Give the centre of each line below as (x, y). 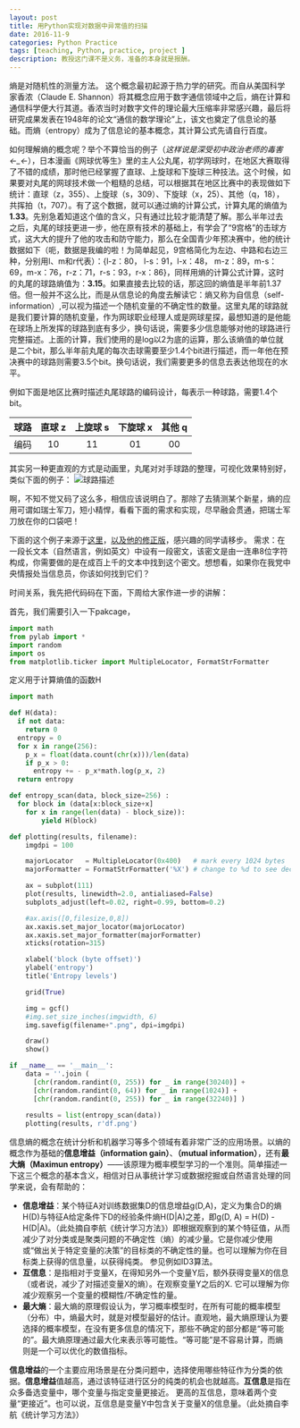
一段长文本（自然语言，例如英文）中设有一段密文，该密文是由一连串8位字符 (149, 551)
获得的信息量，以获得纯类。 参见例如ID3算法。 (132, 1262)
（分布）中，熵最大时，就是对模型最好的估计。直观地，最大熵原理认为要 (155, 1318)
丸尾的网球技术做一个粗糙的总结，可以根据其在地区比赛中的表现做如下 (162, 183)
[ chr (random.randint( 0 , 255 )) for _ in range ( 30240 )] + (139, 1082)
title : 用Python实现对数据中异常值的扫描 (79, 26)
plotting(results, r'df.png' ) (82, 1124)
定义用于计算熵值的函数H (55, 680)
